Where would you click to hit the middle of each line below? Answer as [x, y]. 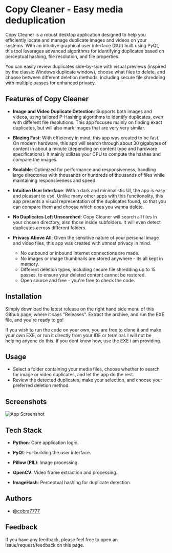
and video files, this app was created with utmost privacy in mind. [82, 243]
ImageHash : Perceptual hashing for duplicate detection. [72, 482]
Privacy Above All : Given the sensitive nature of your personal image [86, 237]
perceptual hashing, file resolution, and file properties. [62, 56]
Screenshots [26, 402]
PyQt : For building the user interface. [52, 453]
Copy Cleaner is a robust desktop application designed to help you [76, 34]
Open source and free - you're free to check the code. [78, 280]
